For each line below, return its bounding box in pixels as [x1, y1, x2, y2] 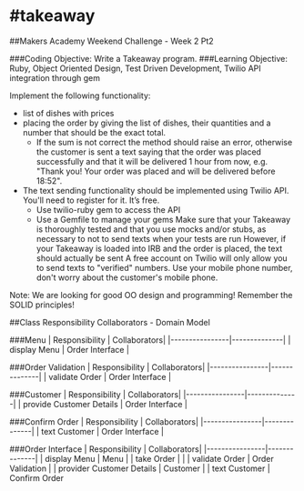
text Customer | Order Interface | [40, 426, 164, 436]
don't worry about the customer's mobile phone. [35, 272, 218, 283]
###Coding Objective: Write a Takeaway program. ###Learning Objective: [9, 53, 289, 64]
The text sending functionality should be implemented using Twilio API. [22, 185, 289, 195]
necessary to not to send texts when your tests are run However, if [35, 233, 287, 244]
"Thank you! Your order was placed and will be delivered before [35, 165, 276, 176]
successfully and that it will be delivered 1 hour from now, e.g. [35, 155, 269, 166]
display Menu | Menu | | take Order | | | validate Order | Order [45, 453, 275, 464]
